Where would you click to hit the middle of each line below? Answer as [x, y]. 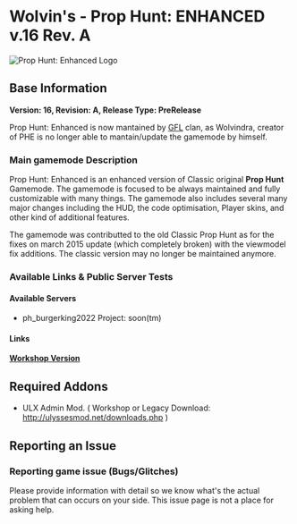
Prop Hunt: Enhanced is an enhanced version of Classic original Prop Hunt [147, 180]
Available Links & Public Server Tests [91, 276]
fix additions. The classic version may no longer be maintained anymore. [143, 254]
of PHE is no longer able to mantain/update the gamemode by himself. [139, 137]
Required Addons [59, 386]
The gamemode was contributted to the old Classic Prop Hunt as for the [142, 235]
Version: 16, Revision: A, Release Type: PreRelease [106, 110]
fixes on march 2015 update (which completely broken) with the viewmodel [148, 244]
